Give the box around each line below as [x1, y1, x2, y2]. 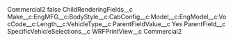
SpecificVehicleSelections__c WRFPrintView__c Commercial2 [7, 28, 182, 35]
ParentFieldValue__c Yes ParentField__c [112, 20, 226, 28]
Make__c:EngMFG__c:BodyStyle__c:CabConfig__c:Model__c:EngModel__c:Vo [7, 12, 227, 21]
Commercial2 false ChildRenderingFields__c [7, 6, 134, 13]
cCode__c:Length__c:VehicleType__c [7, 20, 111, 28]
